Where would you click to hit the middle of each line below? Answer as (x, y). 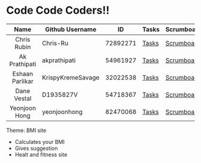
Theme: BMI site (26, 130)
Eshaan (23, 73)
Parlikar (23, 81)
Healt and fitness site (41, 154)
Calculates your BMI (39, 142)
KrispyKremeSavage (71, 77)
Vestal (23, 98)
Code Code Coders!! (58, 10)
